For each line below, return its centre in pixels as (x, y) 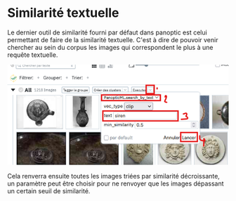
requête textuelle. (33, 55)
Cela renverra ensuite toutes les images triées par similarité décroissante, (113, 176)
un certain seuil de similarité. (49, 191)
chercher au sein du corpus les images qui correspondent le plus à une (110, 47)
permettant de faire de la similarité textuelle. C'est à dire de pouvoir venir (113, 39)
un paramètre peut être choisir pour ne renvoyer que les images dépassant (116, 183)
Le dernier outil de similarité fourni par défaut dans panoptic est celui (107, 32)
